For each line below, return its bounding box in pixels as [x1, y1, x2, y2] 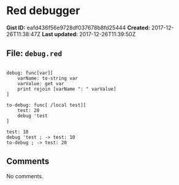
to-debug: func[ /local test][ [6, 102, 86, 108]
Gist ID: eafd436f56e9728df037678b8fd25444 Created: [6, 24, 150, 31]
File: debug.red [6, 48, 63, 59]
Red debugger [6, 4, 80, 18]
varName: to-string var [17, 75, 78, 81]
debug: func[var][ [6, 70, 53, 76]
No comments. [6, 172, 44, 179]
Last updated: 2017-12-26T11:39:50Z [42, 30, 136, 37]
